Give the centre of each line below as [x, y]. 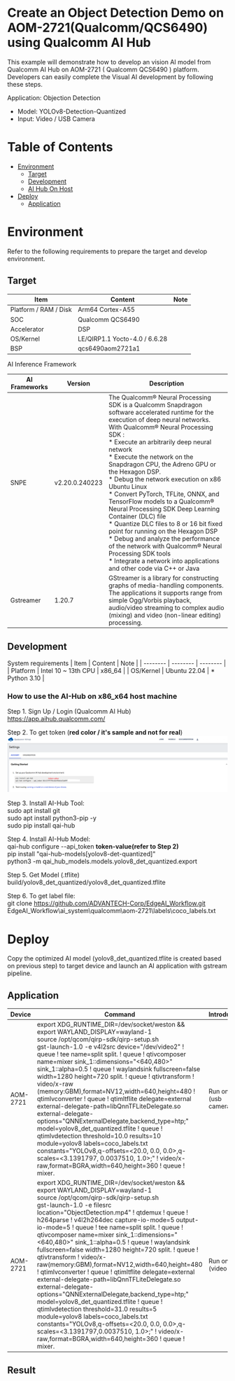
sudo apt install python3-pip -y [52, 818]
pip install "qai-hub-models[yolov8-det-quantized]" [81, 854]
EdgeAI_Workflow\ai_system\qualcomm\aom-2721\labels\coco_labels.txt [112, 911]
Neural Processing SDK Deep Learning [164, 509]
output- [187, 1220]
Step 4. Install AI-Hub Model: [49, 839]
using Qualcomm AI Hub [79, 43]
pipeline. [20, 973]
